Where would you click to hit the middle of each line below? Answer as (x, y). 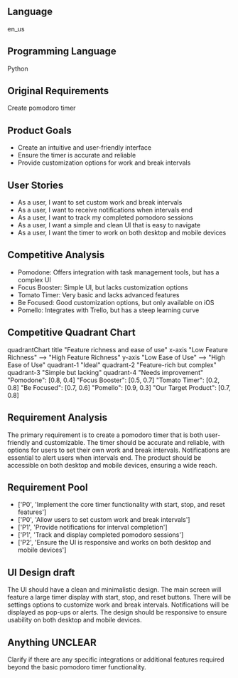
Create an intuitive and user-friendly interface (85, 148)
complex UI (34, 279)
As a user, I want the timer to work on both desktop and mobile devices (122, 233)
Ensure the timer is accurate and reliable (77, 155)
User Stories (36, 185)
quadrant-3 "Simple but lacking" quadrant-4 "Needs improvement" (106, 372)
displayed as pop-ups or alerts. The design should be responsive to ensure (117, 612)
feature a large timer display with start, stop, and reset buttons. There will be (119, 597)
